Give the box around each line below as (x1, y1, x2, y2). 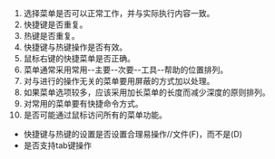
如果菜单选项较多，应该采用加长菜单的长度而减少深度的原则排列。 (23, 87, 270, 98)
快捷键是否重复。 (23, 19, 88, 30)
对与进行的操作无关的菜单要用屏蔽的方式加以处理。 (23, 76, 215, 86)
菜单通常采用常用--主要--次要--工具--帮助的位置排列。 (23, 64, 229, 75)
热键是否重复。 (23, 31, 80, 41)
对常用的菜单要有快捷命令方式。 (23, 98, 143, 108)
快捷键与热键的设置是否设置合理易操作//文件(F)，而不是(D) (23, 129, 243, 139)
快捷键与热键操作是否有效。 (23, 42, 128, 52)
